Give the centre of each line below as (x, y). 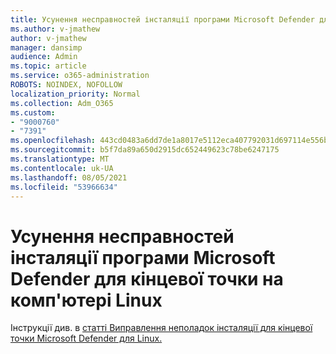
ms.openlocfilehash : (53, 141)
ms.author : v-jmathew (55, 29)
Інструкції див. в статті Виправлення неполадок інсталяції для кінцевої (161, 328)
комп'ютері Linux (86, 300)
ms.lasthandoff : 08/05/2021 (69, 177)
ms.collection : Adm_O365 (62, 103)
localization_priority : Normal (75, 94)
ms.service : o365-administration (80, 76)
